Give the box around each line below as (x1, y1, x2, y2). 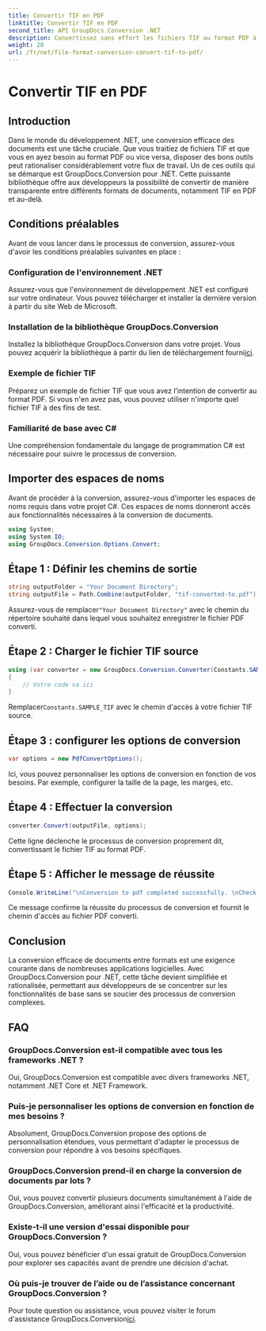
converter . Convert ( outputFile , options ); (8, 821, 147, 830)
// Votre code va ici (22, 681, 93, 689)
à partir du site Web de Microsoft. (8, 302, 118, 311)
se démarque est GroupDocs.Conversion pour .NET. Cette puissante (8, 169, 231, 179)
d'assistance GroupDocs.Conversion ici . (8, 1314, 137, 1324)
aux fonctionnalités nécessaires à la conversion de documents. (8, 510, 214, 519)
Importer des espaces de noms (8, 472, 165, 485)
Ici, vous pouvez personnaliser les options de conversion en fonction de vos (8, 770, 256, 778)
